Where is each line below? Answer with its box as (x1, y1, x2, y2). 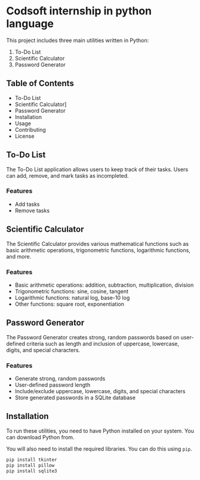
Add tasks (14, 200, 40, 208)
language (6, 17, 54, 31)
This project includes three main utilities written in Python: (6, 37, 149, 44)
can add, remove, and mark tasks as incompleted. (6, 172, 130, 179)
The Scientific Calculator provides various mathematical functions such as (6, 240, 189, 247)
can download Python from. (6, 433, 75, 440)
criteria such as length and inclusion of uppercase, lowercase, (26, 340, 180, 347)
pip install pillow (6, 462, 55, 468)
